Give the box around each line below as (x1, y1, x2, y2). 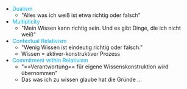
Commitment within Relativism (12, 57, 88, 64)
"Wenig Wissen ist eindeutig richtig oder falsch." (21, 44, 143, 51)
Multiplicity (12, 18, 40, 25)
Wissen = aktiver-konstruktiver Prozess (21, 50, 121, 57)
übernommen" (21, 70, 58, 76)
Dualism (12, 5, 33, 12)
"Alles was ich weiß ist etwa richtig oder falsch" (21, 12, 141, 19)
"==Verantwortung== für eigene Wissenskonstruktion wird (21, 63, 169, 70)
